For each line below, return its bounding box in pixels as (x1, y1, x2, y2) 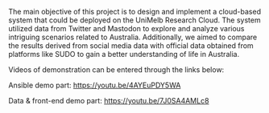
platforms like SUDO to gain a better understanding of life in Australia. (8, 50, 240, 59)
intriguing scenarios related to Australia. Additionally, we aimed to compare (8, 32, 258, 42)
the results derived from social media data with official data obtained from (8, 41, 254, 50)
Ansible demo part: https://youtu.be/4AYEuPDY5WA (8, 80, 181, 90)
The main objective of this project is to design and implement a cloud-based (8, 7, 262, 16)
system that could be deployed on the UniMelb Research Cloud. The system (8, 15, 261, 25)
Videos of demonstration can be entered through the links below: (8, 65, 225, 75)
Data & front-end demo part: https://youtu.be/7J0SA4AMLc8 (8, 96, 209, 105)
